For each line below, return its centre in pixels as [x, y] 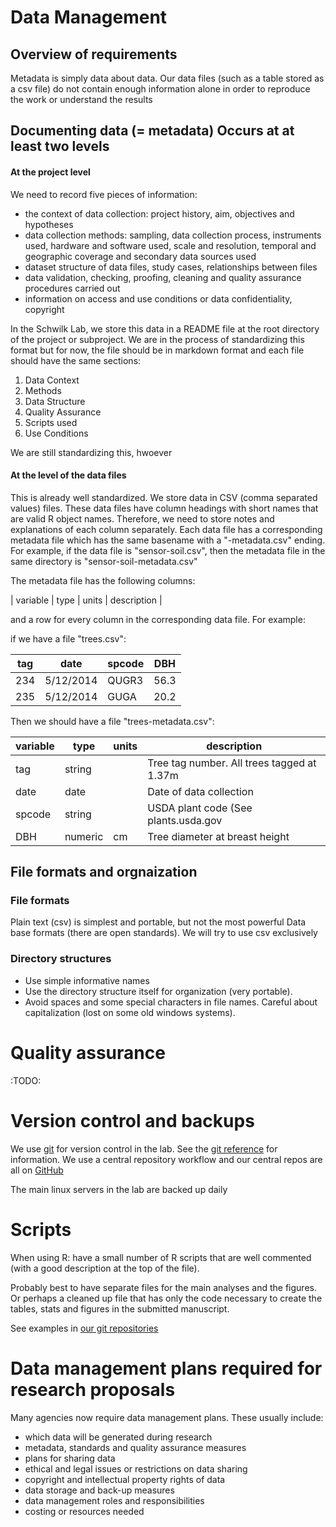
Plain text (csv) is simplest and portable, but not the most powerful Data [158, 922]
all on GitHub [37, 1170]
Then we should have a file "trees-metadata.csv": [112, 721]
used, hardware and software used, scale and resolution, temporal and [170, 245]
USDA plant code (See [200, 808]
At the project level [50, 172]
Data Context [52, 380]
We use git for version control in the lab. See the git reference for [144, 1148]
